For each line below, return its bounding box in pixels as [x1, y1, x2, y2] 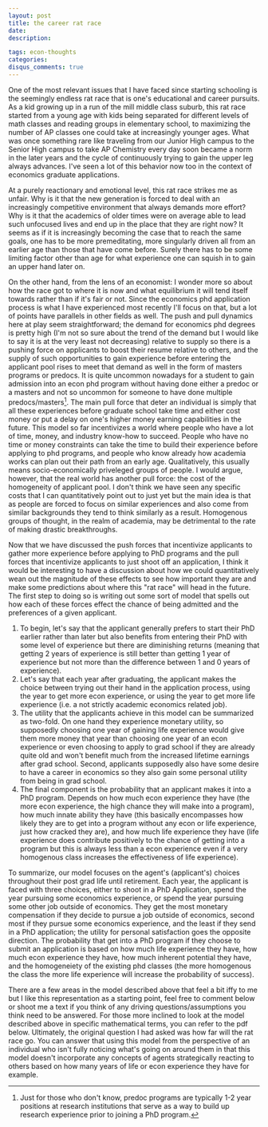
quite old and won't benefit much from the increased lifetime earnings [19, 750, 250, 760]
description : [8, 34, 52, 42]
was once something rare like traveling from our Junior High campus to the [8, 136, 255, 145]
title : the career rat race [8, 19, 102, 27]
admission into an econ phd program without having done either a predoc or [8, 378, 259, 388]
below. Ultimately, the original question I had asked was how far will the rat [8, 1027, 254, 1037]
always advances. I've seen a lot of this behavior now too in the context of [8, 161, 253, 171]
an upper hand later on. [8, 261, 85, 271]
